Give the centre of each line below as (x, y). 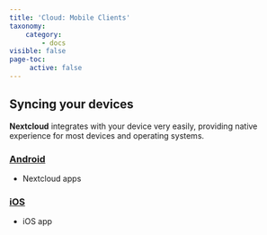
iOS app (37, 221)
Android (27, 158)
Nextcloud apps (52, 178)
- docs (54, 43)
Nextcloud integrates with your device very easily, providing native (133, 126)
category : (44, 34)
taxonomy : (28, 26)
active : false (56, 68)
